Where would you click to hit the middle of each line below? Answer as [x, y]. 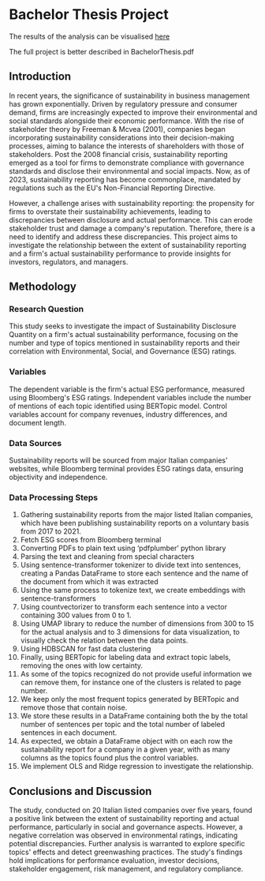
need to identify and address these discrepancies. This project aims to [123, 236]
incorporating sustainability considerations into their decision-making [122, 137]
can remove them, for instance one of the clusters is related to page [131, 682]
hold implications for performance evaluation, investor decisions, [114, 860]
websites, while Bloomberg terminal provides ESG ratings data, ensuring [126, 469]
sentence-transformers [58, 598]
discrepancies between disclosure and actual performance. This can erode [131, 219]
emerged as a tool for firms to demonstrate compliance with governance [127, 163]
